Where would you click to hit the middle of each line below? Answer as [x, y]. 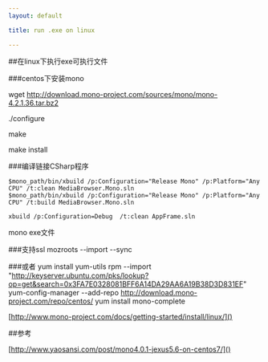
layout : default [35, 16]
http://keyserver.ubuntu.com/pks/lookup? [80, 275]
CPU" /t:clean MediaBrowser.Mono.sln [71, 188]
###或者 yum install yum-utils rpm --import [80, 266]
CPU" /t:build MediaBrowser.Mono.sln [71, 202]
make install [28, 149]
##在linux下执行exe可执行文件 [58, 61]
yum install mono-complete [140, 301]
